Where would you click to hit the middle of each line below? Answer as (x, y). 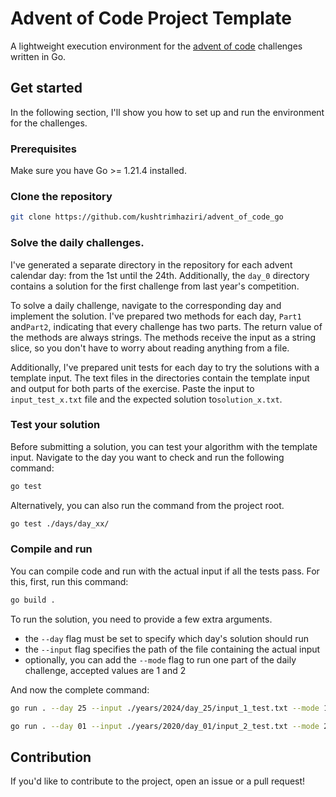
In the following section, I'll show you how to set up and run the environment (167, 112)
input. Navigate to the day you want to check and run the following (147, 457)
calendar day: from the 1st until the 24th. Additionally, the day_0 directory (160, 275)
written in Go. (38, 56)
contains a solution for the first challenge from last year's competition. (155, 286)
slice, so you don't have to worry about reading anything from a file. (150, 348)
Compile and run (51, 549)
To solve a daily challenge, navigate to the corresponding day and (146, 305)
